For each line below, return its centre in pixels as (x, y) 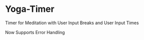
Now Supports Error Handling (35, 32)
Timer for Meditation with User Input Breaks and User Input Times (72, 23)
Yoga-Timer (30, 9)
